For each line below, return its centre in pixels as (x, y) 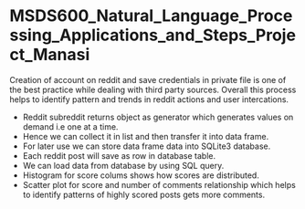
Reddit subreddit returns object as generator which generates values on (158, 117)
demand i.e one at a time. (70, 126)
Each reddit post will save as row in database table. (119, 155)
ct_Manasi (50, 55)
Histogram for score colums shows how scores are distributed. (141, 175)
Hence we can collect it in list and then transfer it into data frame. (146, 136)
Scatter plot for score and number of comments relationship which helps (159, 184)
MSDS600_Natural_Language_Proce (151, 16)
